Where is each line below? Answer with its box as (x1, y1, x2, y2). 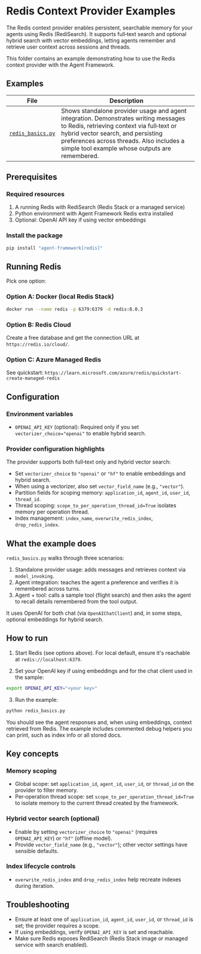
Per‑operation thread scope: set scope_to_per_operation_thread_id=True (14, 793, 194, 800)
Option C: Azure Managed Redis (6, 355, 102, 364)
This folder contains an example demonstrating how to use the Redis (6, 55, 175, 62)
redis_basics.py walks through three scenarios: (6, 554, 124, 561)
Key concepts (6, 749, 59, 759)
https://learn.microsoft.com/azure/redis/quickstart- (44, 370, 182, 376)
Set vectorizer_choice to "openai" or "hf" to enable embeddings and (14, 470, 186, 477)
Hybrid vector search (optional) (6, 815, 100, 823)
